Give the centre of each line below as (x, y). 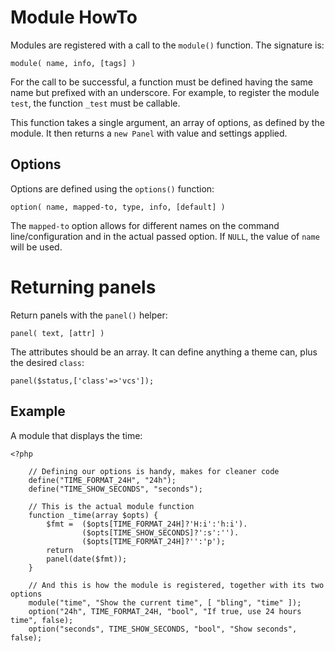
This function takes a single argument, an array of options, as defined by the (167, 122)
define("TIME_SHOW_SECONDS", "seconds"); (115, 489)
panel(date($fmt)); (87, 559)
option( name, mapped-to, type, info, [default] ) (118, 207)
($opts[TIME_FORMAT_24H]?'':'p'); (153, 541)
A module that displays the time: (76, 435)
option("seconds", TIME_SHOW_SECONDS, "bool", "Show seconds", (163, 629)
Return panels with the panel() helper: (89, 315)
